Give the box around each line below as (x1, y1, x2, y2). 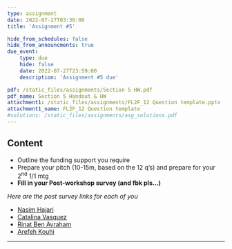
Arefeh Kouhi (17, 228, 55, 236)
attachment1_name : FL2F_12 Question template (7, 106, 140, 112)
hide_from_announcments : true (7, 42, 95, 49)
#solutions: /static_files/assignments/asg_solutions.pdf (7, 112, 177, 119)
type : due (19, 54, 48, 62)
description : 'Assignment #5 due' (19, 74, 119, 81)
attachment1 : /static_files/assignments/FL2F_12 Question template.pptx (7, 99, 221, 106)
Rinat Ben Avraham (17, 220, 72, 228)
